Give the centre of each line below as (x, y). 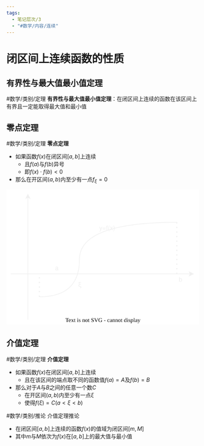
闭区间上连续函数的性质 (65, 59)
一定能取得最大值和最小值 (54, 106)
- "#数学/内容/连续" (35, 26)
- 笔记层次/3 (27, 19)
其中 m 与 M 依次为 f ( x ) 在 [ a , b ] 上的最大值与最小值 (74, 436)
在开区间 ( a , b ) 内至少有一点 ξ (59, 395)
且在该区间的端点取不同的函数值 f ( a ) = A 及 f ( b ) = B (87, 379)
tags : (13, 13)
